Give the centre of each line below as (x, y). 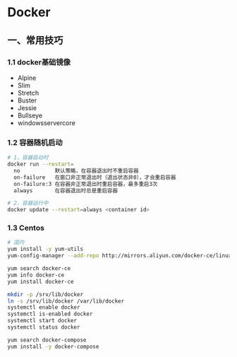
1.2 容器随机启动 (35, 142)
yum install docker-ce (41, 281)
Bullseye (30, 115)
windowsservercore (46, 123)
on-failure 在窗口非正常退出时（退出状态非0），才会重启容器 (95, 177)
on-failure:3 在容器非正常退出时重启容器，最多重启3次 (86, 184)
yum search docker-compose (47, 340)
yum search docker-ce (39, 269)
